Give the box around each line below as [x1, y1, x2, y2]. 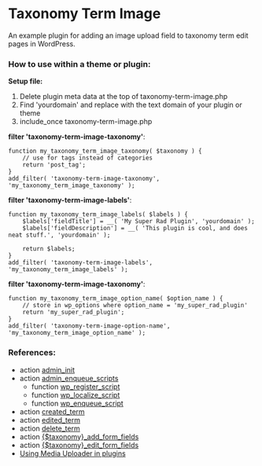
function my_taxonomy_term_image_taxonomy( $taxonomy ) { [8, 147, 202, 156]
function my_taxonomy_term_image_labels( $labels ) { [8, 211, 189, 218]
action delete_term [19, 424, 80, 433]
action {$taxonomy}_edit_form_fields [19, 440, 139, 449]
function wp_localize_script [31, 390, 120, 399]
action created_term [19, 406, 85, 416]
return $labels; [22, 245, 76, 253]
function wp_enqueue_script [31, 398, 124, 408]
